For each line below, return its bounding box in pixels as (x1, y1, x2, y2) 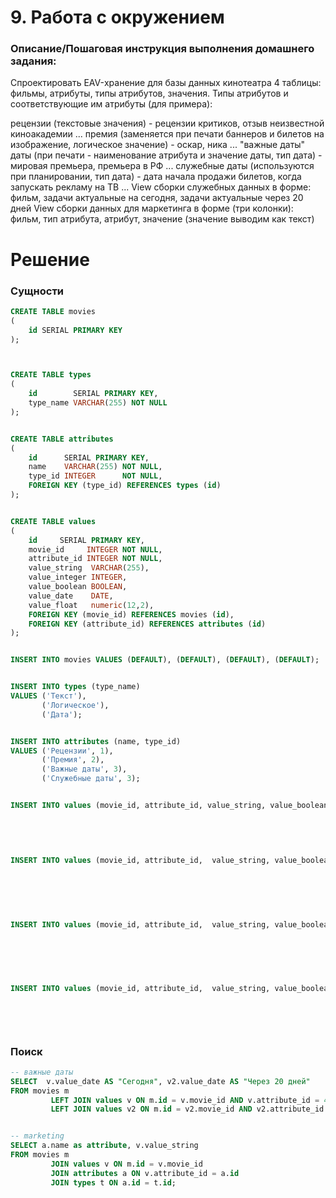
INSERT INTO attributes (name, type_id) (10, 736, 182, 746)
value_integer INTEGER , (28, 572, 128, 583)
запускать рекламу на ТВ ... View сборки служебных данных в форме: (10, 181, 312, 193)
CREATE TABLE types (10, 370, 92, 380)
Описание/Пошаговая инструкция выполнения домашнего (10, 42, 315, 56)
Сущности (10, 284, 65, 298)
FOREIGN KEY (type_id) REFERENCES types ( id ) (28, 481, 222, 491)
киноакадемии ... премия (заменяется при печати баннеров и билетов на (10, 128, 325, 140)
